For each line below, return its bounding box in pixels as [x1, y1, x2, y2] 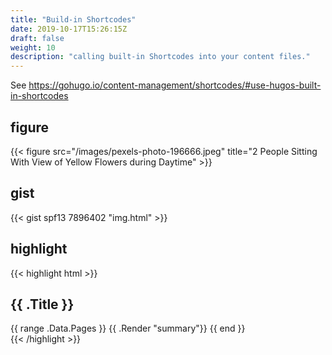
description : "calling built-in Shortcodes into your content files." [10, 52, 311, 62]
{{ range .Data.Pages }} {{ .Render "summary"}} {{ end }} [10, 322, 246, 335]
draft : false [10, 33, 65, 43]
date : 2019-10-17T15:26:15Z [10, 24, 128, 34]
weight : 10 [10, 42, 56, 53]
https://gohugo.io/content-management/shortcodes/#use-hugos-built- [28, 79, 322, 91]
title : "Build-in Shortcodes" [10, 14, 137, 25]
